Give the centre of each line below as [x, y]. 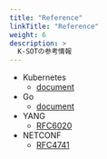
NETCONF [42, 135]
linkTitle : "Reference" [54, 26]
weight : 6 [28, 35]
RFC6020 [54, 126]
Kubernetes [44, 77]
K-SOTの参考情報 [45, 52]
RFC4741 [53, 145]
